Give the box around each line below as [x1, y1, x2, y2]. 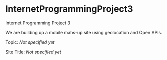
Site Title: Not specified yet [5, 49, 61, 55]
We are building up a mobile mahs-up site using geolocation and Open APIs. [5, 29, 163, 35]
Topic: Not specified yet [5, 39, 55, 45]
